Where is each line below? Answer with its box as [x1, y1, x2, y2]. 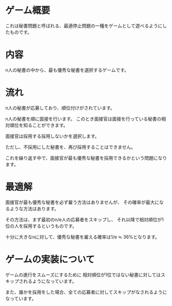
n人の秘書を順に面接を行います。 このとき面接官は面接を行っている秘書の [5, 116, 162, 122]
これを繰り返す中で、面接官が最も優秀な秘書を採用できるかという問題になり [5, 155, 167, 161]
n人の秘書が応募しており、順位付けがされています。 [5, 105, 116, 111]
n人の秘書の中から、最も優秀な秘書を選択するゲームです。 [5, 67, 129, 73]
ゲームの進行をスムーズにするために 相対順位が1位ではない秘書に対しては [5, 272, 161, 278]
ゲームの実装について [5, 254, 95, 265]
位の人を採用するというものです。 [5, 223, 77, 229]
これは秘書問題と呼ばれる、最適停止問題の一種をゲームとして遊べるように [5, 23, 163, 29]
